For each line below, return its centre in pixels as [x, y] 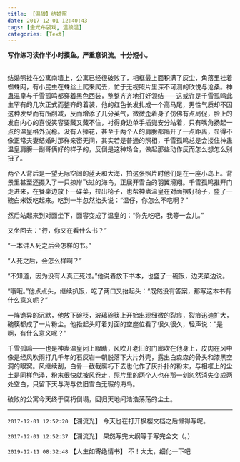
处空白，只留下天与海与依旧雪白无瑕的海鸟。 [73, 384]
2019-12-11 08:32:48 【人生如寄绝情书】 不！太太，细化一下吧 [99, 451]
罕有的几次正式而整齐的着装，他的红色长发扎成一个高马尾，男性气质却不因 [123, 105]
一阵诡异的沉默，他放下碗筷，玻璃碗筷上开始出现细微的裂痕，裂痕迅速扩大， [120, 316]
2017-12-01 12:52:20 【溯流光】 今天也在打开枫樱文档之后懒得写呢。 [108, 421]
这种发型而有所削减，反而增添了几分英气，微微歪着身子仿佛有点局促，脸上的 [120, 114]
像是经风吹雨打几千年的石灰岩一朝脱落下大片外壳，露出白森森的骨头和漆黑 [117, 357]
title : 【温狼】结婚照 [37, 14]
